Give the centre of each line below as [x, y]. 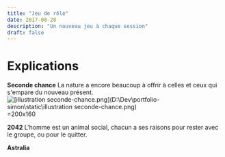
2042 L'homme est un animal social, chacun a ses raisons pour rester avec [113, 128]
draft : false [26, 32]
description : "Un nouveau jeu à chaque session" [78, 26]
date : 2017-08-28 [32, 20]
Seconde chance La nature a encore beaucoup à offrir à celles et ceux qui [112, 85]
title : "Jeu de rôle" [38, 13]
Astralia [18, 148]
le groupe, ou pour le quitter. [47, 134]
